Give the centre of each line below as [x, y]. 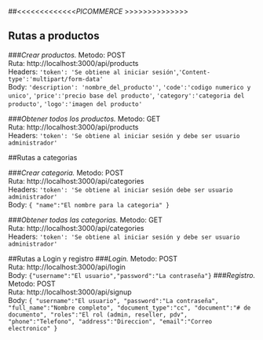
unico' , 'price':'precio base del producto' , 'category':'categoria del [126, 95]
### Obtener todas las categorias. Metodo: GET [85, 220]
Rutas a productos [54, 36]
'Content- [194, 72]
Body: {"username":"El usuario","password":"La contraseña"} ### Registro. [132, 275]
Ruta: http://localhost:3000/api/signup [70, 292]
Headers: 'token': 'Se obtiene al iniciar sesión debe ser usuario [121, 189]
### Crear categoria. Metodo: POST [66, 173]
